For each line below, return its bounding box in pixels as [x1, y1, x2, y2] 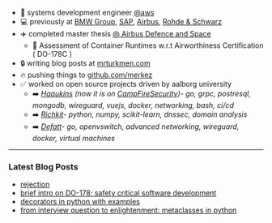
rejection [19, 179, 50, 190]
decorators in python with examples [19, 197, 140, 207]
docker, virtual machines [32, 134, 116, 143]
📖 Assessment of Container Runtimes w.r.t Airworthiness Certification [32, 41, 265, 50]
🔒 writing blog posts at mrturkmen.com [19, 58, 151, 68]
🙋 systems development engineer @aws [19, 8, 155, 17]
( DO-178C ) [32, 49, 73, 58]
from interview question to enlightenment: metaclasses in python [19, 205, 237, 215]
